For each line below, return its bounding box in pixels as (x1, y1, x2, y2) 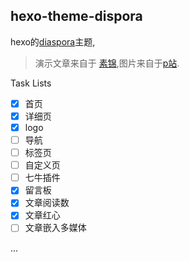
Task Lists (10, 77, 52, 89)
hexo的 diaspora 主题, (10, 35, 96, 48)
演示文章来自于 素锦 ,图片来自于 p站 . (34, 57, 180, 69)
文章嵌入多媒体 (24, 222, 87, 234)
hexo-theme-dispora (10, 8, 143, 25)
